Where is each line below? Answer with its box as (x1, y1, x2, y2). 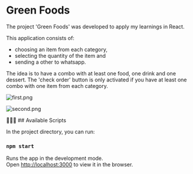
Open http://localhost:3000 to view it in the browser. (6, 161, 133, 168)
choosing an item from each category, (14, 45, 108, 53)
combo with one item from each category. (6, 82, 108, 89)
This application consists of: (6, 34, 75, 41)
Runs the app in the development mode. (6, 155, 103, 162)
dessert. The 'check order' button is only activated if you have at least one (6, 76, 187, 83)
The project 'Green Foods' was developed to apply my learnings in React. (6, 23, 185, 30)
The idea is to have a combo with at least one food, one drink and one (6, 70, 176, 77)
